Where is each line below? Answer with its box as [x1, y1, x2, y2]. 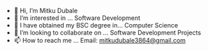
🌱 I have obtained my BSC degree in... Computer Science [13, 21, 179, 29]
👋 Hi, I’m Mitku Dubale [13, 7, 78, 14]
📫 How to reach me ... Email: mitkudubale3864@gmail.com [13, 37, 186, 44]
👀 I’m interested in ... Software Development [13, 14, 141, 22]
